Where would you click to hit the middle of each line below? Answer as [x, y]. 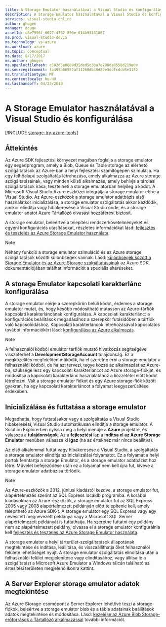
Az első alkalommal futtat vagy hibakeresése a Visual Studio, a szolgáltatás [82, 450]
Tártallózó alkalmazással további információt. [80, 620]
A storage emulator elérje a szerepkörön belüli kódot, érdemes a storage [79, 304]
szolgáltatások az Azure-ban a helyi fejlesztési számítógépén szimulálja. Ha [82, 171]
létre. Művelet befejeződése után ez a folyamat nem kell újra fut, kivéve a [80, 466]
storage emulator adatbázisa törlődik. [43, 471]
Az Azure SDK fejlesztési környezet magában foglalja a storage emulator [79, 160]
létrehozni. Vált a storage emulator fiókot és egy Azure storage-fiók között [81, 381]
